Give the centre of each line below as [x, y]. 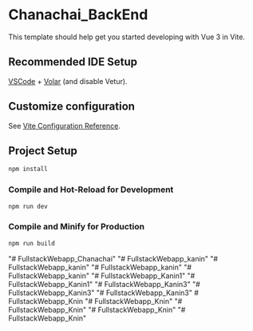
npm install [28, 169]
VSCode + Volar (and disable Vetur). [68, 81]
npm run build [32, 243]
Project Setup [43, 151]
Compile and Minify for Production [77, 227]
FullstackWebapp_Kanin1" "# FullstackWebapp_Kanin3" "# [105, 284]
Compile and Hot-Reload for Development [91, 189]
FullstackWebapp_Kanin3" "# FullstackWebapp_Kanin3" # [104, 293]
